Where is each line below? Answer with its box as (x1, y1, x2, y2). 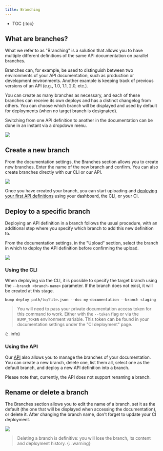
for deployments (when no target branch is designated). (5, 108, 118, 114)
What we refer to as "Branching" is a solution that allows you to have (5, 47, 143, 54)
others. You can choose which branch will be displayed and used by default (5, 103, 157, 109)
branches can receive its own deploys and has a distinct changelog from (5, 98, 151, 103)
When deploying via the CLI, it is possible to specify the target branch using (5, 278, 158, 284)
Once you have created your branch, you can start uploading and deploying (5, 188, 158, 194)
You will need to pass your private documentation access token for (17, 306, 152, 312)
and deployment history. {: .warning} (17, 440, 91, 447)
